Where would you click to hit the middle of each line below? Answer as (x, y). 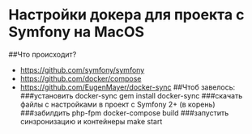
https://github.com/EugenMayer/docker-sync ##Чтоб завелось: (128, 87)
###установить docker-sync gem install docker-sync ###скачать (131, 95)
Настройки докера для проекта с (126, 15)
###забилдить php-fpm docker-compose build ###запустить (124, 113)
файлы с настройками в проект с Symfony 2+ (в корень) (118, 104)
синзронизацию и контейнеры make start (91, 121)
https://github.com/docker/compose (81, 78)
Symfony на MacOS (76, 32)
